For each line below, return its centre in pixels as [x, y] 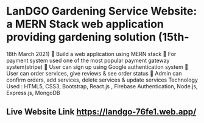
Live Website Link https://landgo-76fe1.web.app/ [101, 112]
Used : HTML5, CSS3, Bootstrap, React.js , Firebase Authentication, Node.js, [102, 86]
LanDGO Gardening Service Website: [102, 11]
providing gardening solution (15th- [98, 37]
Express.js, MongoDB [33, 93]
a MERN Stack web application [85, 24]
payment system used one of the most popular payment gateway [88, 60]
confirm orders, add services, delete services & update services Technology [102, 80]
